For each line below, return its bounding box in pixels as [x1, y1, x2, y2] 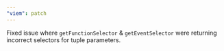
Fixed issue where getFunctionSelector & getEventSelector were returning [6, 29, 217, 37]
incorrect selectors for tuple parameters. [6, 35, 121, 44]
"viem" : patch [6, 10, 47, 17]
